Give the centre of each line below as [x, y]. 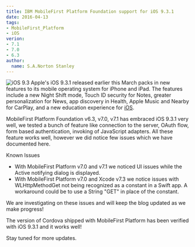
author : [16, 60]
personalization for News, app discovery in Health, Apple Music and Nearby [97, 101]
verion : [16, 39]
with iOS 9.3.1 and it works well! [44, 227]
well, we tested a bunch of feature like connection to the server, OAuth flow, [97, 125]
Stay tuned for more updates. [42, 238]
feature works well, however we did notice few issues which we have [89, 138]
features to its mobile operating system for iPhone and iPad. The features [94, 89]
